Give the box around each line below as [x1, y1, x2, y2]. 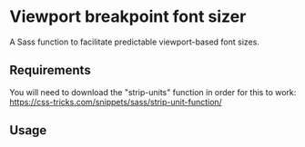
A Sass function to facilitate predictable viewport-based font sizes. [9, 36, 259, 47]
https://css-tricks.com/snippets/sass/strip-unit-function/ [9, 96, 223, 107]
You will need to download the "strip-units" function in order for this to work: [9, 86, 297, 97]
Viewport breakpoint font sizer [9, 6, 247, 27]
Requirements [9, 63, 91, 78]
